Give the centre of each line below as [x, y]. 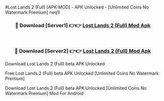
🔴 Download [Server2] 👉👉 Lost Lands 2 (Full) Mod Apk [83, 51]
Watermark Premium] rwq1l [33, 12]
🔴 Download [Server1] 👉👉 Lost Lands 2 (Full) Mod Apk [83, 25]
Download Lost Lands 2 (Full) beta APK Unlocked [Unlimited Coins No [76, 88]
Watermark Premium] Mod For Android [44, 93]
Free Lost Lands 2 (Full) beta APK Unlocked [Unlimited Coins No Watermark [82, 73]
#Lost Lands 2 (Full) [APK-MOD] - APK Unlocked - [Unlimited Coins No [77, 7]
